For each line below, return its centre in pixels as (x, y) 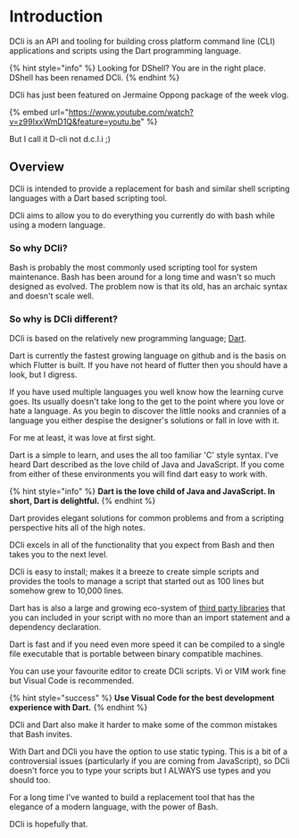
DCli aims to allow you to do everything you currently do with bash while (142, 215)
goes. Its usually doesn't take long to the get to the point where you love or (147, 402)
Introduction (56, 17)
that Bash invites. (41, 734)
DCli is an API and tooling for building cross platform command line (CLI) (142, 41)
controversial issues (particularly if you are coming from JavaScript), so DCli (149, 761)
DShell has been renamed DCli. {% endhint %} (95, 77)
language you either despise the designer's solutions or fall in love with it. (144, 421)
